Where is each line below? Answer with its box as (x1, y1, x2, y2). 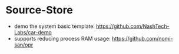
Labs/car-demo (14, 28, 52, 35)
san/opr (14, 41, 34, 48)
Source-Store (5, 3, 73, 17)
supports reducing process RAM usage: (14, 35, 111, 42)
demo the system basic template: (14, 23, 95, 30)
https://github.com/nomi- (111, 35, 173, 42)
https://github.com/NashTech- (96, 23, 170, 30)
